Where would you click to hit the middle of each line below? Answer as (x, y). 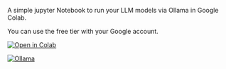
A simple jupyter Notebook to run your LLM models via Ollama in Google (113, 10)
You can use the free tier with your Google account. (83, 31)
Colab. (17, 18)
